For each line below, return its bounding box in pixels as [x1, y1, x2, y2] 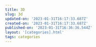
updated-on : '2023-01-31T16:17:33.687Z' [5, 16, 89, 21]
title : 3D [5, 7, 25, 12]
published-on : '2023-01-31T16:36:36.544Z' [5, 25, 93, 30]
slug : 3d [5, 12, 23, 17]
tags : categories [5, 35, 40, 40]
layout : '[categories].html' [5, 30, 64, 35]
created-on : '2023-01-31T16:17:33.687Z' [5, 21, 89, 26]
